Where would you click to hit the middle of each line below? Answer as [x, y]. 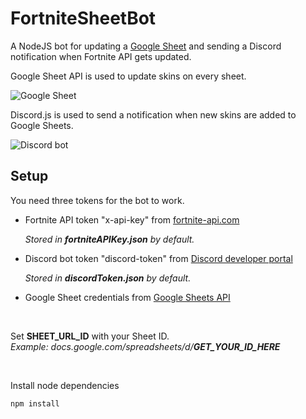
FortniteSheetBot [83, 18]
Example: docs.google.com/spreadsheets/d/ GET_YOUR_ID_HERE [145, 346]
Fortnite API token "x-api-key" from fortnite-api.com [132, 219]
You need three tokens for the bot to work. [97, 200]
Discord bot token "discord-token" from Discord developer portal [158, 258]
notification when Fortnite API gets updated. [101, 56]
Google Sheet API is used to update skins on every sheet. [128, 76]
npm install [35, 403]
